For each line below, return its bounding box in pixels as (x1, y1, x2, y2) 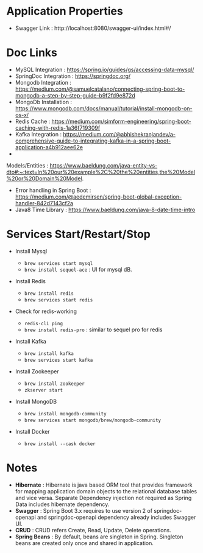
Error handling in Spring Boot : (15, 186, 91, 194)
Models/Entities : (6, 161, 49, 169)
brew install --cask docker (24, 440, 96, 447)
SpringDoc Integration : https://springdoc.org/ (15, 72, 131, 80)
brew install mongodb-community (24, 410, 107, 417)
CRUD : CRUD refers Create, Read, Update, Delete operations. (15, 526, 172, 534)
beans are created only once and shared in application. (15, 539, 154, 546)
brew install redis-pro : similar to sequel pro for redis (24, 326, 163, 333)
